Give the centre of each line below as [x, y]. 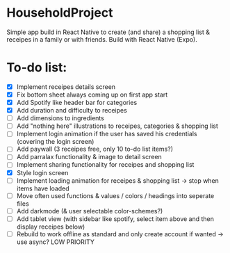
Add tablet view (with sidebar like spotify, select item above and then [115, 219]
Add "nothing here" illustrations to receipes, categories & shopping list [117, 126]
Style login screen [42, 172]
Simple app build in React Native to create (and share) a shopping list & [108, 32]
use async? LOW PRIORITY [56, 242]
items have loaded [43, 188]
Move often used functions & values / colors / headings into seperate [115, 195]
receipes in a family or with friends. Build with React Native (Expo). [102, 39]
